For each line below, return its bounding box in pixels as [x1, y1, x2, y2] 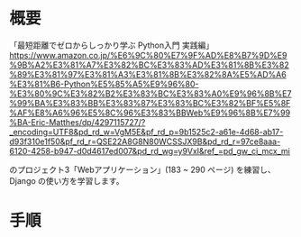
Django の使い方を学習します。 [9, 175, 124, 186]
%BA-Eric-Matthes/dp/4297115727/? [9, 116, 146, 127]
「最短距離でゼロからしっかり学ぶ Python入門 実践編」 [9, 40, 214, 50]
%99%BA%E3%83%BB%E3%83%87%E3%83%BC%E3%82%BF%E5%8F [9, 97, 291, 108]
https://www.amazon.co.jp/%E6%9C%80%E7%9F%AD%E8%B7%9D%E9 [9, 50, 287, 60]
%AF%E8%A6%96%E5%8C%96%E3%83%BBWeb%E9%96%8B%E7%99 [9, 107, 291, 118]
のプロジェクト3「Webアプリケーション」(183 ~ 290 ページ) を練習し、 [9, 164, 277, 175]
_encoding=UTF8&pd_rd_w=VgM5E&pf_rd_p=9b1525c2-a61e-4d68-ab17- [9, 126, 284, 137]
